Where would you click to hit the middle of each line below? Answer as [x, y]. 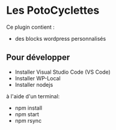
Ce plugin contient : [31, 27]
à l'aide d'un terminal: [33, 96]
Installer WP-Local [38, 78]
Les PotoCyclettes [53, 10]
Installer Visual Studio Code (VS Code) [63, 72]
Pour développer [38, 58]
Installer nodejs [34, 84]
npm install [29, 108]
